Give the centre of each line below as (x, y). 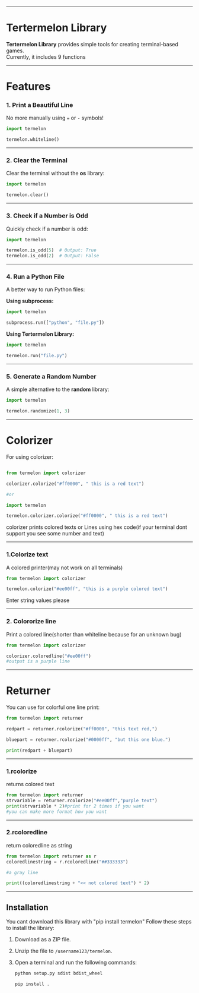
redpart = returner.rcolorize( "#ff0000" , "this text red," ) (82, 729)
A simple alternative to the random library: (58, 389)
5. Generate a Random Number (51, 376)
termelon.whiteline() (33, 140)
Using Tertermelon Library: (40, 334)
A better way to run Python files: (46, 289)
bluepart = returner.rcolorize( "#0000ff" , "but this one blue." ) (88, 740)
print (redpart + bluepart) (39, 750)
